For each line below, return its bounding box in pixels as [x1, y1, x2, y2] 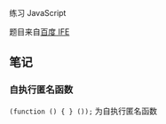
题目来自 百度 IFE [9, 27, 70, 37]
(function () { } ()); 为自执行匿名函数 [9, 105, 158, 116]
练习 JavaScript [9, 8, 67, 18]
